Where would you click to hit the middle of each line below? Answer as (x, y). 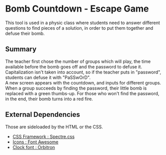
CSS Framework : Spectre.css (44, 136)
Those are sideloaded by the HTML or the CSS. (54, 127)
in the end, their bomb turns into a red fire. (49, 99)
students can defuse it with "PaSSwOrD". (48, 77)
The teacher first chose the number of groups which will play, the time (78, 61)
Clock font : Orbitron (34, 147)
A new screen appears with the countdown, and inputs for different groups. (83, 83)
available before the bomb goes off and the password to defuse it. (74, 66)
